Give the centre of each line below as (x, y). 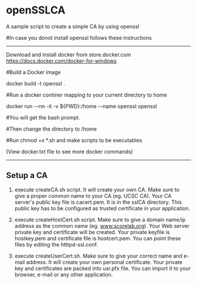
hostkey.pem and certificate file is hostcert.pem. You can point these (98, 238)
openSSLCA (36, 10)
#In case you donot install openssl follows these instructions (79, 37)
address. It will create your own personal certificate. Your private (104, 262)
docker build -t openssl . (36, 83)
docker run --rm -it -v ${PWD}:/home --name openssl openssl (81, 106)
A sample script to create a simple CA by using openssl (73, 26)
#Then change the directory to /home (51, 129)
